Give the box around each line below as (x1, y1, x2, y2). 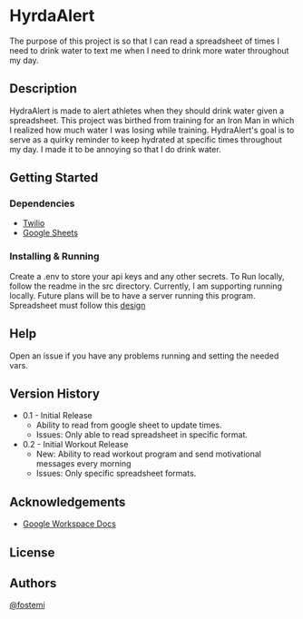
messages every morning (35, 458, 132, 469)
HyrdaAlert (9, 5, 95, 26)
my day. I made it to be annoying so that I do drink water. (9, 143, 221, 154)
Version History (9, 386, 100, 401)
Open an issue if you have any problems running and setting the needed (9, 350, 279, 361)
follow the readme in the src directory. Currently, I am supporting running (9, 280, 283, 291)
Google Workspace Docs (22, 518, 116, 529)
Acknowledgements (9, 494, 126, 509)
